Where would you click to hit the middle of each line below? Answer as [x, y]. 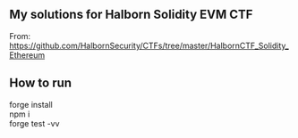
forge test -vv [34, 123]
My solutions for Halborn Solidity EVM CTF [131, 15]
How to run [41, 83]
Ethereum [27, 55]
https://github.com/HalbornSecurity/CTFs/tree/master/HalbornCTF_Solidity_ [149, 45]
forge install [31, 104]
